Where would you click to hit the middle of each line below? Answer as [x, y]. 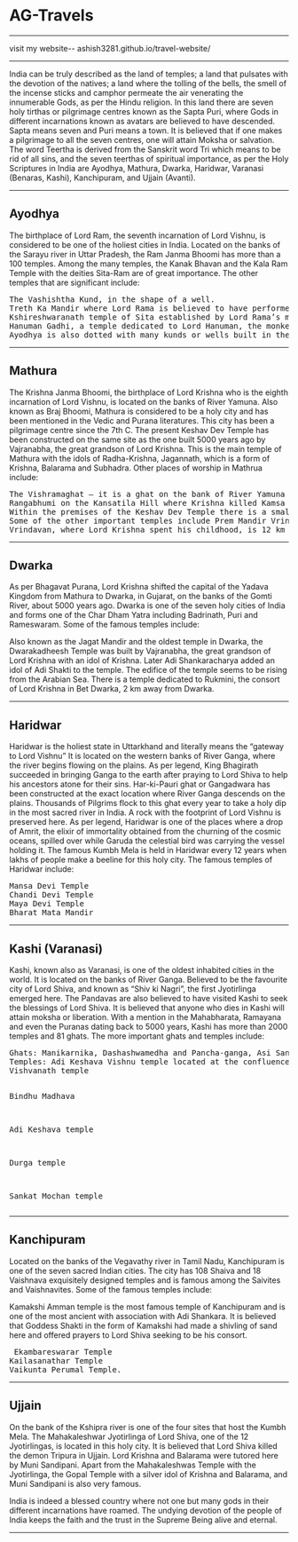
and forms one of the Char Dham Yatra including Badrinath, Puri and [134, 615]
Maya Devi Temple [47, 904]
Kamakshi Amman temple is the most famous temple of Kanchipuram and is [147, 1307]
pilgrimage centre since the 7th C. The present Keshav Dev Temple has [139, 430]
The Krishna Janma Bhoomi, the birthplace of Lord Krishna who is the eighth [149, 392]
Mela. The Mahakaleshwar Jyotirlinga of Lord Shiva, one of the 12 [129, 1436]
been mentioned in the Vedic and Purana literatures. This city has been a [142, 420]
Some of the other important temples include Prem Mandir [138, 521]
